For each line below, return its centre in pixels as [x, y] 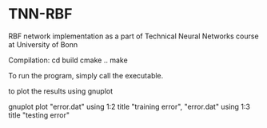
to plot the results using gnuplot [61, 91]
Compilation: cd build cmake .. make [68, 60]
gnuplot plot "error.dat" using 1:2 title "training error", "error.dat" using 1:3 [129, 106]
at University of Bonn [43, 44]
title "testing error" [39, 115]
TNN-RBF [40, 14]
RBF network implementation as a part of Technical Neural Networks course [133, 36]
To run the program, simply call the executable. [86, 75]
